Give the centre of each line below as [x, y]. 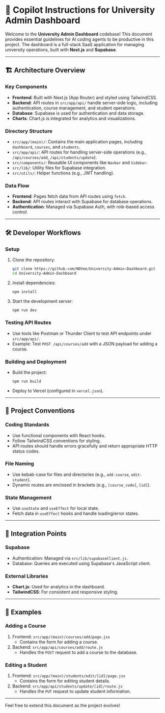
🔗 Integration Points [36, 534]
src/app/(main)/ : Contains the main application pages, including [77, 141]
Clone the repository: [34, 260]
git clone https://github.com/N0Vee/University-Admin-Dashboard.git [84, 269]
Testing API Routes [28, 322]
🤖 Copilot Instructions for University [80, 10]
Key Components [26, 87]
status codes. [26, 451]
